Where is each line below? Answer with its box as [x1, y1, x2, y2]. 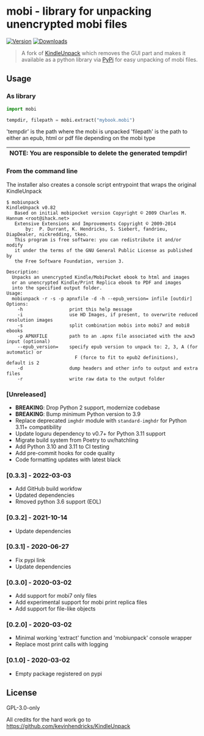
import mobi [6, 106, 37, 112]
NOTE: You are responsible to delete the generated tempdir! [9, 149, 188, 157]
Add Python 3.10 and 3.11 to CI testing [15, 442, 110, 450]
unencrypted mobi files [6, 17, 128, 31]
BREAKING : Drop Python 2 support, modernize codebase [15, 404, 161, 411]
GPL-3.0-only [6, 704, 40, 711]
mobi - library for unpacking [6, 4, 151, 18]
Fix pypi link [15, 556, 46, 563]
